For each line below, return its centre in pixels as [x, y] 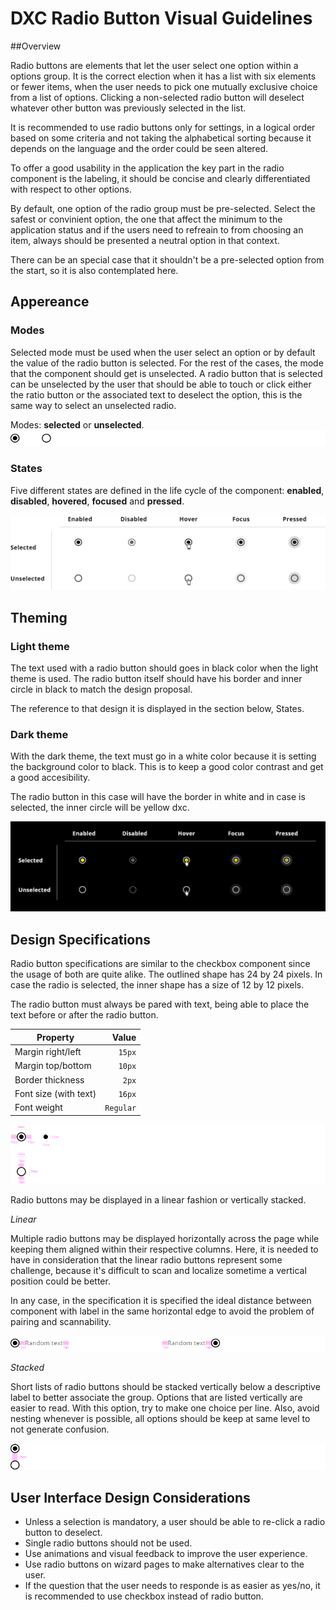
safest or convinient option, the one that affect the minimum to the [146, 219]
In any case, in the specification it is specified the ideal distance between [161, 1300]
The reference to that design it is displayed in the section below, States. [157, 708]
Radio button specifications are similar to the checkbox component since [160, 964]
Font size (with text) [55, 1093]
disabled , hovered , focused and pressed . [97, 501]
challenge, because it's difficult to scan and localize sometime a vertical [158, 1270]
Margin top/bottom [53, 1066]
